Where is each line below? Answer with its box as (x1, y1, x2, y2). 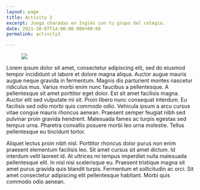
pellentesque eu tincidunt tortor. (6, 128, 86, 135)
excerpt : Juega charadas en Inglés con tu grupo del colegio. (6, 20, 166, 26)
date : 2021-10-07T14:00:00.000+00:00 (6, 25, 101, 32)
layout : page (6, 8, 39, 15)
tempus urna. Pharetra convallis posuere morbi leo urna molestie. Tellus (6, 121, 185, 129)
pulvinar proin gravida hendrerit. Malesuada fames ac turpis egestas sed (6, 115, 187, 123)
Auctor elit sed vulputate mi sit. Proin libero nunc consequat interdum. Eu (6, 96, 188, 103)
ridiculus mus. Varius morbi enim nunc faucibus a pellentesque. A (6, 84, 169, 91)
